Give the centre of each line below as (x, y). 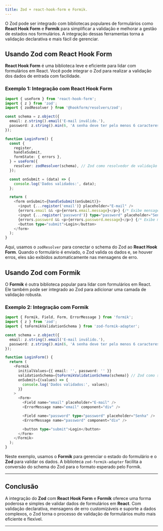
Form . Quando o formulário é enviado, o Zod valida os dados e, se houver (79, 252)
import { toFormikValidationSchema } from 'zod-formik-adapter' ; (72, 326)
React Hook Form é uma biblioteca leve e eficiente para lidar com (71, 66)
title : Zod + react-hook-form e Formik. (47, 9)
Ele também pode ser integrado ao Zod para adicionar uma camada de (76, 290)
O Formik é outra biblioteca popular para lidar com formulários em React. (78, 284)
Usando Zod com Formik (43, 273)
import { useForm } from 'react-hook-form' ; (51, 99)
